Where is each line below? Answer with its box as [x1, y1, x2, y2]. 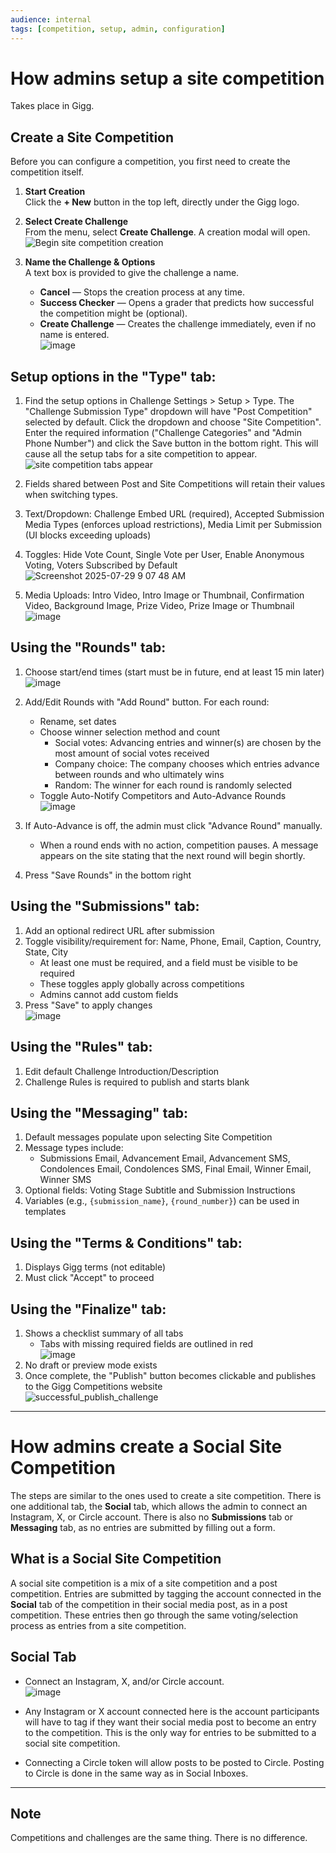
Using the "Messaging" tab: [10, 1104, 188, 1121]
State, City [24, 946, 69, 958]
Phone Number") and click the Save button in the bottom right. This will [24, 437, 319, 450]
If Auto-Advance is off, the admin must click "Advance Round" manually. [24, 819, 323, 831]
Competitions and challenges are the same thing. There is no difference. [10, 1832, 308, 1844]
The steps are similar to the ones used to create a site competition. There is [10, 1489, 322, 1501]
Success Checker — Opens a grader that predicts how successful [39, 297, 315, 309]
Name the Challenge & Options [24, 256, 156, 268]
